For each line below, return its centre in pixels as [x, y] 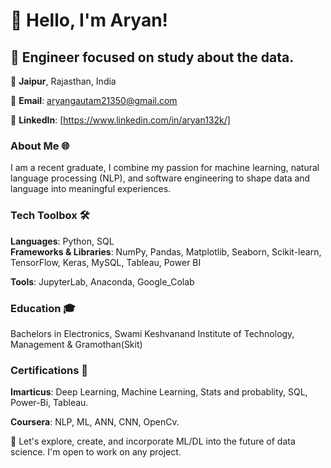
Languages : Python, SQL [62, 241]
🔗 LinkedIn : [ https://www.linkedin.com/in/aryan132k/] [120, 120]
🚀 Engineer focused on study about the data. [152, 57]
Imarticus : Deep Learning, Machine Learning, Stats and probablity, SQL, [159, 392]
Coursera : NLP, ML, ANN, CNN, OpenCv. [95, 422]
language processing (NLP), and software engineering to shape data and [160, 178]
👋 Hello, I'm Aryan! [89, 20]
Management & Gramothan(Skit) [76, 344]
